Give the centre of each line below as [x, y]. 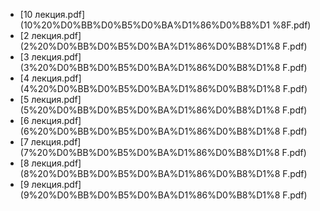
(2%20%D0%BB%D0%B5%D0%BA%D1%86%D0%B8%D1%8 [150, 46]
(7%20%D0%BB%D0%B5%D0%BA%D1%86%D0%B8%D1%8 [149, 152]
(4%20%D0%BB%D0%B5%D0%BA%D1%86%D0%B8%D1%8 [150, 88]
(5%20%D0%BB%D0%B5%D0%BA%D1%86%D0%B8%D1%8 [150, 110]
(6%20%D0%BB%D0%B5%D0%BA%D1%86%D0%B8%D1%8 [150, 131]
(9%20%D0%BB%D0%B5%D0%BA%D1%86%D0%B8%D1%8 [150, 195]
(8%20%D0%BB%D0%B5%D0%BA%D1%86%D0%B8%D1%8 [150, 173]
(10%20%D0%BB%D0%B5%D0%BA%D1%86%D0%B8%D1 [144, 25]
